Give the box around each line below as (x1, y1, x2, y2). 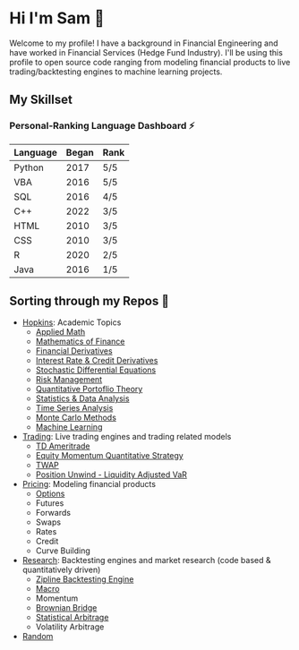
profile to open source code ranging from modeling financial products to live (9, 56, 291, 67)
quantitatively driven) (21, 564, 101, 576)
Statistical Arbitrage (35, 612, 109, 623)
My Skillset (9, 92, 73, 107)
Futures (35, 498, 64, 509)
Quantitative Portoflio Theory (35, 384, 143, 395)
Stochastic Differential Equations (35, 364, 157, 375)
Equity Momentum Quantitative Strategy (35, 450, 184, 461)
